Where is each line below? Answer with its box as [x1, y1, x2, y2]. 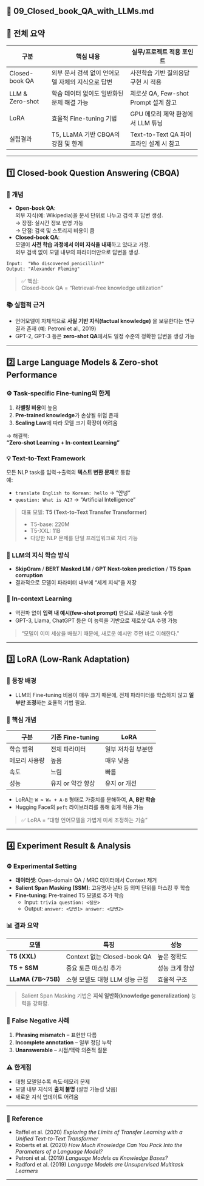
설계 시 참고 [148, 139, 180, 148]
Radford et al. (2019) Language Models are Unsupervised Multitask [15, 1160, 184, 1168]
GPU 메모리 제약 [130, 110, 175, 119]
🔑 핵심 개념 [6, 716, 36, 724]
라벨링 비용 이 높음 [15, 404, 58, 411]
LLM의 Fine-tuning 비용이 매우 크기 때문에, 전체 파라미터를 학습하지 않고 [15, 692, 188, 699]
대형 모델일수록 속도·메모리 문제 [15, 1078, 90, 1086]
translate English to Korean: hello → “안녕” [15, 489, 131, 496]
